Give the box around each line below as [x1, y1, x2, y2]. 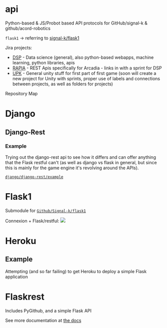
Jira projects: [5, 44, 32, 50]
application [5, 274, 28, 280]
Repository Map [5, 90, 38, 96]
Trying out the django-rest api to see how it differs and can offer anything [5, 154, 156, 160]
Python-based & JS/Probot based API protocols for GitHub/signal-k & [5, 20, 148, 26]
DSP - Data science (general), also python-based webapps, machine [12, 54, 154, 60]
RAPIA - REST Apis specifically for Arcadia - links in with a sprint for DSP [12, 65, 162, 71]
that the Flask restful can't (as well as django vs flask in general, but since [5, 159, 157, 165]
